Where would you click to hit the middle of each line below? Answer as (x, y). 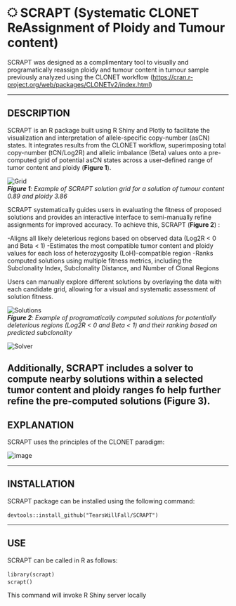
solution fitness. (31, 296)
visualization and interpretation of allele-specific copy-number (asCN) (109, 138)
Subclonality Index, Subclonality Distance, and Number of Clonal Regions (113, 268)
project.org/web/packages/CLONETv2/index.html (79, 84)
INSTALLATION (41, 484)
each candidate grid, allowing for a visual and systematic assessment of (112, 289)
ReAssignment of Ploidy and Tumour (116, 28)
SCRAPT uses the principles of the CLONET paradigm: (86, 442)
